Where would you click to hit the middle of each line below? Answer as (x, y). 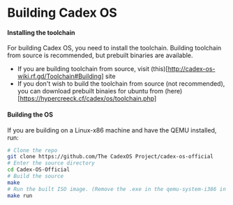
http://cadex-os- (191, 69)
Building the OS (30, 114)
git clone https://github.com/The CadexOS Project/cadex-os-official (111, 157)
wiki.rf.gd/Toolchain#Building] (60, 76)
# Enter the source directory (51, 163)
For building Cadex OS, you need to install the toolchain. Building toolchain (114, 48)
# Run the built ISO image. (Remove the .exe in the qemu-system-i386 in (117, 189)
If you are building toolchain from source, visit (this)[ (93, 69)
